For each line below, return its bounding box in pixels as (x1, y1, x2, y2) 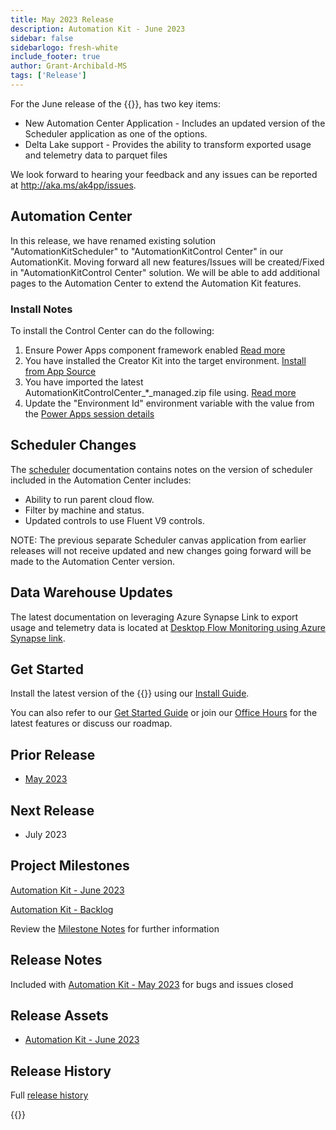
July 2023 (24, 829, 67, 841)
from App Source (24, 365, 97, 377)
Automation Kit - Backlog (10, 903, 114, 915)
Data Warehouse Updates (10, 584, 173, 601)
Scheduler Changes (10, 437, 137, 454)
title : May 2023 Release (10, 14, 114, 25)
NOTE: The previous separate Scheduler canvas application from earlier (10, 534, 307, 546)
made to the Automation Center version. (10, 555, 175, 567)
